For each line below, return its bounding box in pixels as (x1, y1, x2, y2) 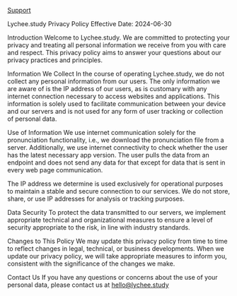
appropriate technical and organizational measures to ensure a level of (7, 215, 214, 224)
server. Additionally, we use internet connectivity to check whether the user (7, 143, 228, 151)
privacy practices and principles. (7, 56, 103, 64)
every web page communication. (7, 166, 103, 174)
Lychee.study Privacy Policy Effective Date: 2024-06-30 (7, 20, 172, 28)
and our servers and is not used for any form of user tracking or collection (7, 107, 224, 115)
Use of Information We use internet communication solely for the (7, 129, 196, 136)
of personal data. (7, 114, 57, 123)
